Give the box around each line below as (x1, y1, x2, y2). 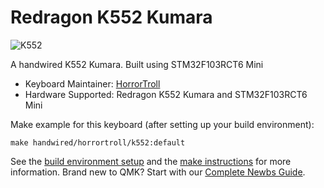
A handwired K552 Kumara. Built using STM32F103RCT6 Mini (10, 58, 264, 70)
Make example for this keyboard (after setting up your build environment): (10, 118, 315, 130)
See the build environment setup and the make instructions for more (10, 155, 292, 167)
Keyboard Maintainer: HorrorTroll (24, 77, 161, 90)
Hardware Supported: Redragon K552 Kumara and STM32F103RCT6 (24, 88, 308, 100)
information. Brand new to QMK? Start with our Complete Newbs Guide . (10, 166, 306, 178)
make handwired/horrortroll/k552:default (10, 137, 186, 148)
